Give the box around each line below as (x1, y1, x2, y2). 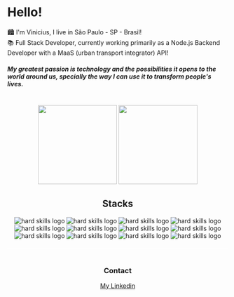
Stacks (102, 198, 134, 210)
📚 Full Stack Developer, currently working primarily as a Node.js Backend (7, 38, 221, 46)
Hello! (7, 4, 43, 20)
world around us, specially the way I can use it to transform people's (7, 72, 212, 81)
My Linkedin (100, 282, 135, 290)
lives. (7, 79, 24, 88)
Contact (104, 265, 132, 275)
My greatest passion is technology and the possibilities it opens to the (7, 65, 216, 73)
